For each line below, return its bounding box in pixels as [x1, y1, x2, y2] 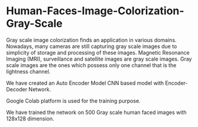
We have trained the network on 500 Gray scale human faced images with [6, 109, 187, 116]
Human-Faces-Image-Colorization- [6, 4, 184, 18]
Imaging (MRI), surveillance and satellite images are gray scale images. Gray [6, 55, 192, 62]
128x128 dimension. [6, 115, 54, 122]
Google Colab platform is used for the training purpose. [6, 97, 141, 104]
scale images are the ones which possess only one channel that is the [6, 61, 177, 69]
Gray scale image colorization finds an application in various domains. [6, 36, 177, 43]
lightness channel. [6, 68, 51, 75]
